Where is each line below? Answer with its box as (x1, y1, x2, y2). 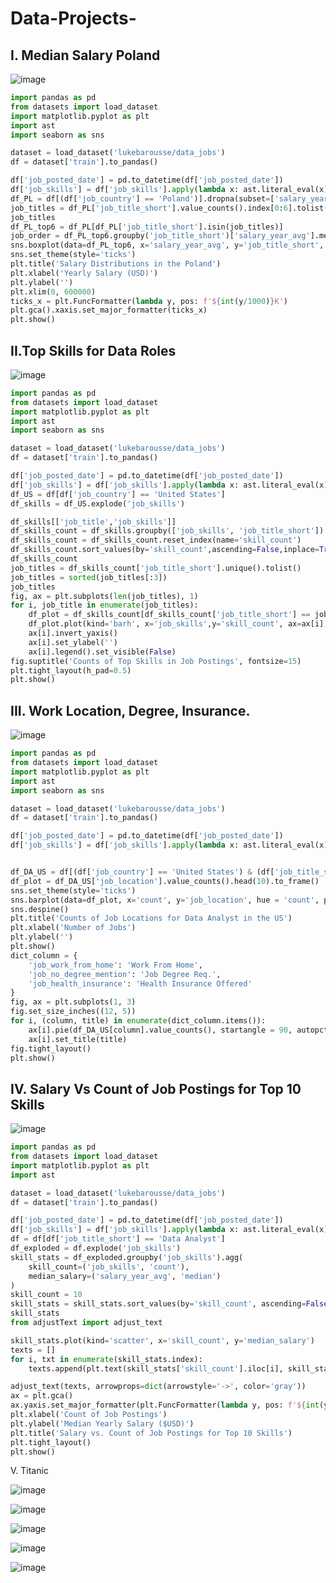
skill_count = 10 (10, 1290, 83, 1300)
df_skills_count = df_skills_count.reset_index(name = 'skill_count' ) (10, 535, 302, 546)
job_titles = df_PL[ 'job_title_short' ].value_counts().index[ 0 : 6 (10, 203, 288, 213)
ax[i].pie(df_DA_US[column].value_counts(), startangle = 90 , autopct (28, 1025, 329, 1035)
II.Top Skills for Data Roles (10, 342, 177, 359)
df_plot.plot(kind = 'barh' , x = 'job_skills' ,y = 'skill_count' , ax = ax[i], (28, 619, 329, 629)
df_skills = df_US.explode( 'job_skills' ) (10, 498, 186, 509)
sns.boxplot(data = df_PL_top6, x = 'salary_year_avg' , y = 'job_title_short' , (10, 240, 325, 251)
